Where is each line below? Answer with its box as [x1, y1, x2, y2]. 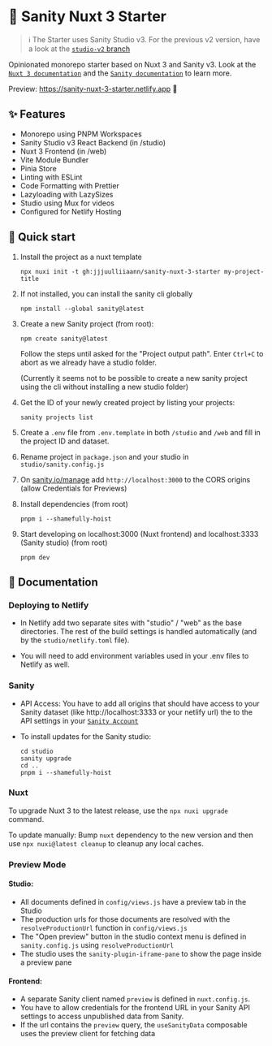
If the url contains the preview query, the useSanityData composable [19, 1020, 248, 1030]
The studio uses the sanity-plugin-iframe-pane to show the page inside [19, 949, 262, 958]
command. [8, 814, 45, 823]
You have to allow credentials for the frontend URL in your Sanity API [19, 1003, 250, 1013]
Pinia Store [19, 163, 57, 173]
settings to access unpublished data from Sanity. [19, 1011, 184, 1022]
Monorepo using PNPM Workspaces [19, 129, 142, 139]
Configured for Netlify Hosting [19, 206, 122, 216]
